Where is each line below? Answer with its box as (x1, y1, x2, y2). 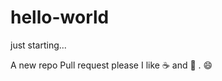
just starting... (10, 39, 67, 51)
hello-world (10, 6, 110, 29)
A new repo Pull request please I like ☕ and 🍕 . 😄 (10, 59, 213, 71)
